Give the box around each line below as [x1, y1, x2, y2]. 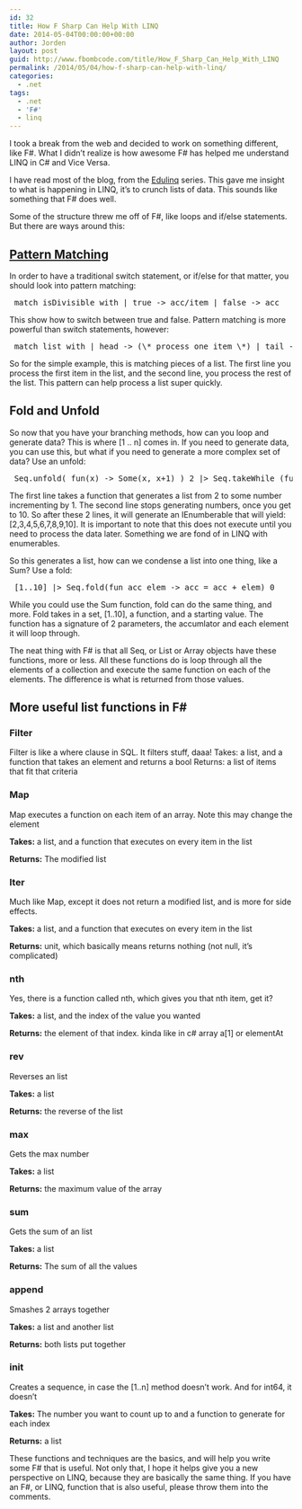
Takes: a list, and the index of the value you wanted [9, 1010, 200, 1021]
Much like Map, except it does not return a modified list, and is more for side [9, 896, 292, 908]
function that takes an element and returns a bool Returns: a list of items [9, 757, 277, 768]
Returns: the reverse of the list [9, 1105, 123, 1116]
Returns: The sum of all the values [9, 1261, 138, 1272]
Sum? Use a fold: [9, 564, 73, 575]
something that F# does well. [9, 194, 117, 205]
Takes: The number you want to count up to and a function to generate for [9, 1408, 286, 1419]
